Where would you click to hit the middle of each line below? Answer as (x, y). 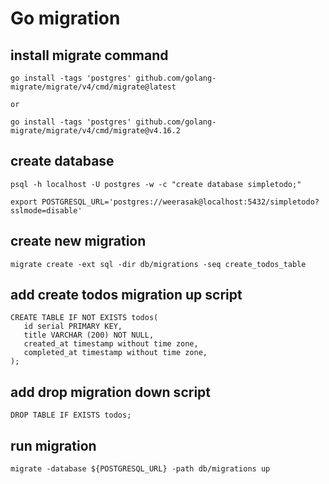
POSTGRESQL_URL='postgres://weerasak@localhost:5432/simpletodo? (180, 202)
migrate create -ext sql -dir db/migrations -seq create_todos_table (158, 264)
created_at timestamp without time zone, (111, 344)
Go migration (65, 18)
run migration (53, 445)
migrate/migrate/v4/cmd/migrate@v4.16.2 (96, 131)
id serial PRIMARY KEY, (73, 327)
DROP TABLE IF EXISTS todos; (71, 415)
